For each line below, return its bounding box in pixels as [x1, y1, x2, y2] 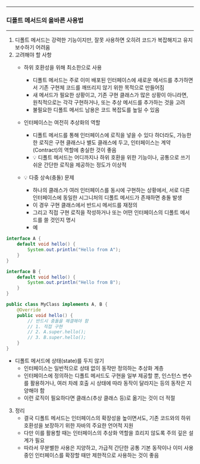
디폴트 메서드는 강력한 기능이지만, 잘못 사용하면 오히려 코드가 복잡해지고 [14, 36, 182, 43]
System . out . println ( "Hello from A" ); [27, 247, 121, 253]
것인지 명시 [49, 217, 76, 224]
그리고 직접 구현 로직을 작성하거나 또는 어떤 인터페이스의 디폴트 [32, 209, 179, 216]
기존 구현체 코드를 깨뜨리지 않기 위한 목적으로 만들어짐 [39, 84, 165, 91]
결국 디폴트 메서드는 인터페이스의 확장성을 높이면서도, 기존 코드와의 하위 [23, 414, 191, 421]
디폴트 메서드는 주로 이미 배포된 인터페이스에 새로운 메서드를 [32, 77, 173, 84]
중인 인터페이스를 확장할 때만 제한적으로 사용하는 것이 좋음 [23, 452, 160, 459]
